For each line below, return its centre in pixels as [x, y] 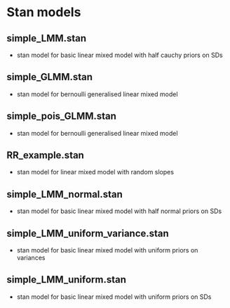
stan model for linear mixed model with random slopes [95, 172]
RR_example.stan [46, 155]
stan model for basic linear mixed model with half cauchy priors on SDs [120, 55]
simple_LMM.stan [47, 38]
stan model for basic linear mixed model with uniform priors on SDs [114, 297]
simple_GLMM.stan [49, 77]
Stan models [44, 12]
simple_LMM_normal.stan [65, 194]
